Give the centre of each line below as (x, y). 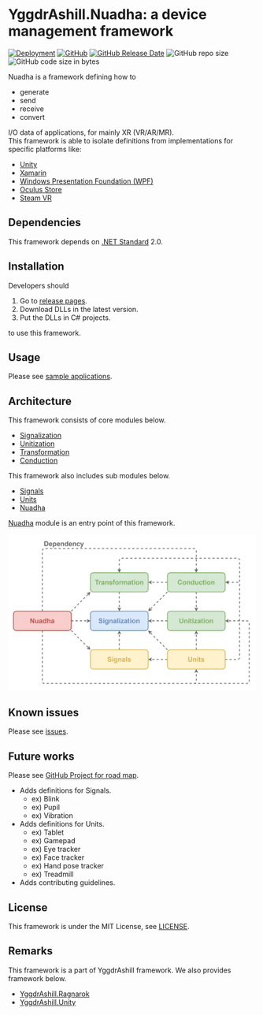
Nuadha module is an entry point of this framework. (92, 523)
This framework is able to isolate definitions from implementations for (121, 140)
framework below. (37, 978)
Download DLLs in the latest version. (79, 309)
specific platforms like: (45, 149)
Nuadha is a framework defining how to (72, 76)
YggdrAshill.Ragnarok (54, 994)
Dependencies (44, 223)
